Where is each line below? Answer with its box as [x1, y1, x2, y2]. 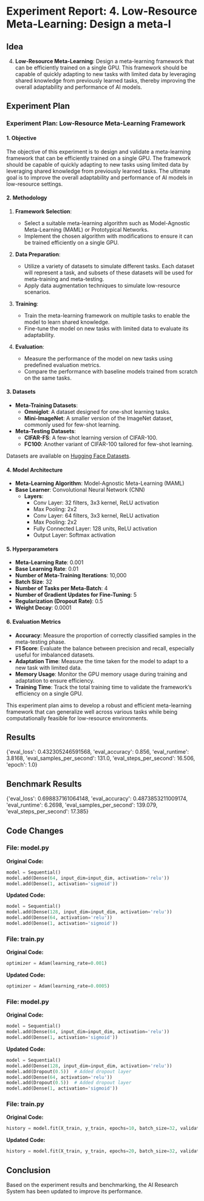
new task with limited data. [15, 664, 83, 671]
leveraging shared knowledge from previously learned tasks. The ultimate [6, 167, 191, 175]
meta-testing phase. [15, 638, 66, 646]
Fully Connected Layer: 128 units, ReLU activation [33, 525, 158, 532]
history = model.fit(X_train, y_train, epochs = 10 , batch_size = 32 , [6, 1126, 178, 1132]
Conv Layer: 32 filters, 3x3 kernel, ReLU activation [33, 499, 160, 506]
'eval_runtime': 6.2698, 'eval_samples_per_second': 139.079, [6, 801, 158, 809]
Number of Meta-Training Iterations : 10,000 [15, 572, 127, 579]
